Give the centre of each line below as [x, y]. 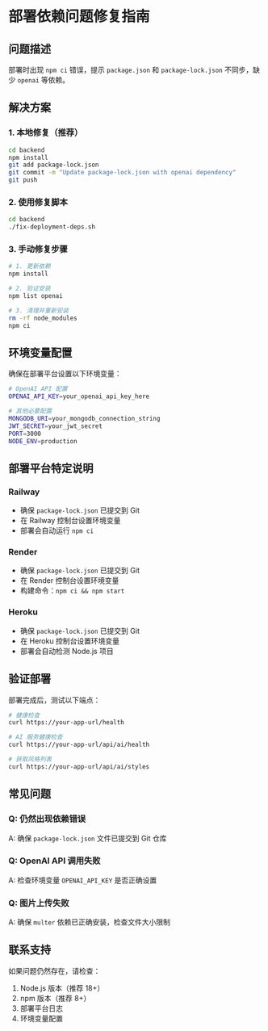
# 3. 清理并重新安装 [39, 310]
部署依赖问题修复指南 [80, 17]
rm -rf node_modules [43, 318]
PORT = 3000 [25, 434]
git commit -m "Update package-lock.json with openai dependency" [122, 173]
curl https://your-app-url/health [67, 723]
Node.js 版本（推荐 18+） [62, 988]
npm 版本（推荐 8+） [55, 998]
